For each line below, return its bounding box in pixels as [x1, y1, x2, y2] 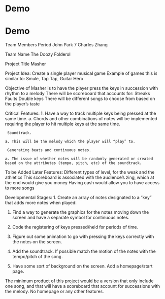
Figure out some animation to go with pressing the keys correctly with [12, 233, 154, 239]
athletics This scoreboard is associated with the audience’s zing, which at [5, 174, 154, 180]
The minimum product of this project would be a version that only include [5, 278, 154, 284]
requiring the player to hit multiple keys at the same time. [5, 121, 121, 127]
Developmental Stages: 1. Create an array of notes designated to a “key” [5, 195, 152, 200]
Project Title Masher [5, 61, 46, 67]
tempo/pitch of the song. [12, 254, 63, 260]
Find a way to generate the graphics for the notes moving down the [12, 209, 149, 215]
